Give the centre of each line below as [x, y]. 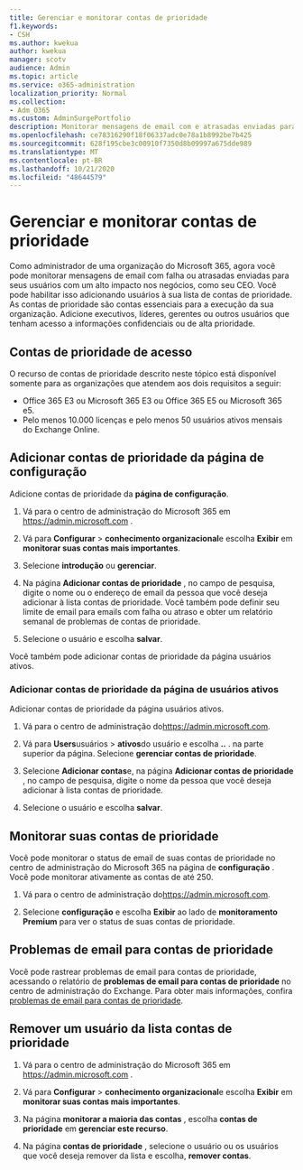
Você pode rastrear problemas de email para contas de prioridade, [133, 971]
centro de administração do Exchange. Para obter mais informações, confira [151, 990]
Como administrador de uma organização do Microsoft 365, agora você [142, 266]
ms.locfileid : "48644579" [58, 177]
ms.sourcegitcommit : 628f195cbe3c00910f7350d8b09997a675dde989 [131, 144]
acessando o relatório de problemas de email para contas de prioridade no [150, 981]
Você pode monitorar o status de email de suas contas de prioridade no [142, 858]
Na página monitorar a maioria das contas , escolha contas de [140, 1119]
